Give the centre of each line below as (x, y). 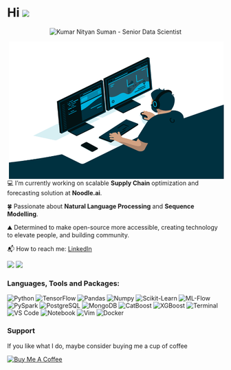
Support (21, 331)
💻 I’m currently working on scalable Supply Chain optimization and (103, 183)
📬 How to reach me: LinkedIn (50, 248)
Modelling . (23, 214)
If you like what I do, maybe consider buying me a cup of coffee (97, 346)
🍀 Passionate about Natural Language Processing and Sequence (101, 206)
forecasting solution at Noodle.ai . (55, 193)
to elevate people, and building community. (68, 235)
